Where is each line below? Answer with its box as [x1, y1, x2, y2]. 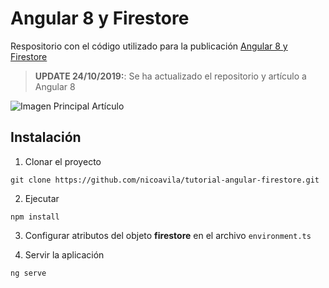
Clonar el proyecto [24, 155, 102, 167]
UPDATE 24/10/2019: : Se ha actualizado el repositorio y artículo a [34, 70, 307, 82]
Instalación [10, 129, 82, 146]
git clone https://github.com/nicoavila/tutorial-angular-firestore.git [10, 175, 320, 185]
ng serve [10, 268, 47, 278]
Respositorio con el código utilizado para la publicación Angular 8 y [10, 40, 288, 52]
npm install [10, 212, 60, 222]
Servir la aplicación [24, 248, 105, 261]
